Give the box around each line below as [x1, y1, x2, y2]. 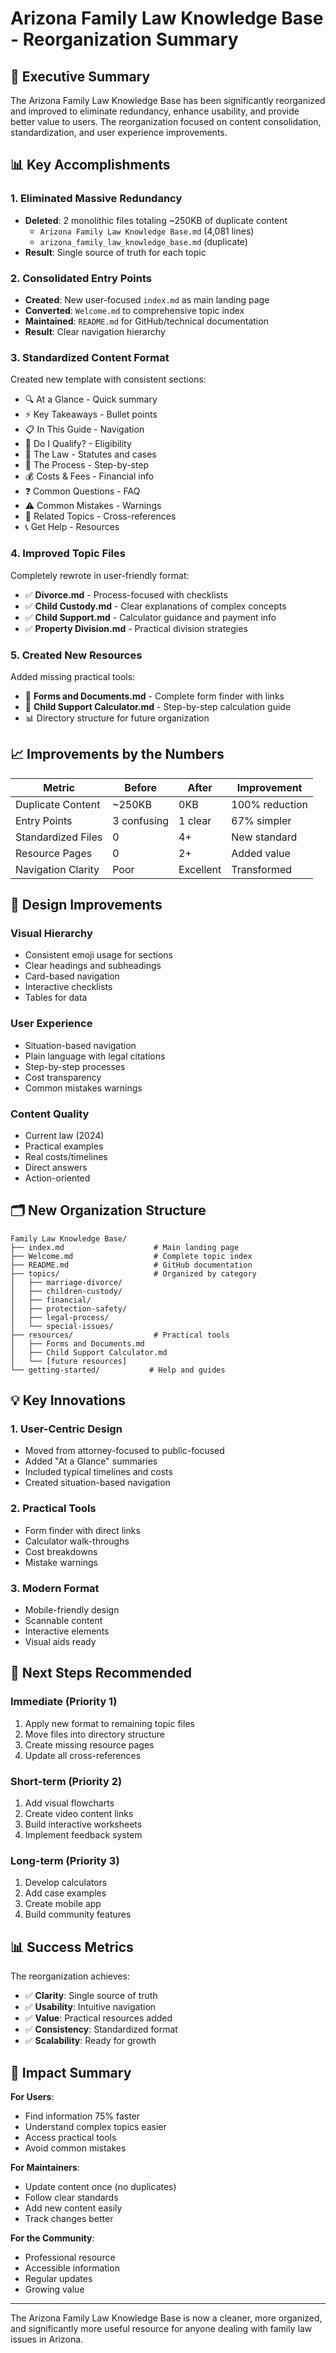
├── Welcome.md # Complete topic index [10, 1251, 253, 1261]
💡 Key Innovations [10, 1392, 126, 1409]
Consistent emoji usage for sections [24, 949, 173, 961]
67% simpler [231, 813, 292, 827]
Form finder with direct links [24, 1524, 141, 1536]
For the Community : [10, 2232, 95, 2244]
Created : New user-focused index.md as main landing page [24, 293, 270, 306]
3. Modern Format [10, 1581, 100, 1595]
